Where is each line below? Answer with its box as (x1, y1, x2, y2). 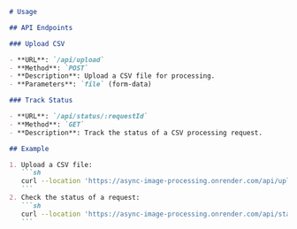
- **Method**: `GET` (9, 119, 86, 129)
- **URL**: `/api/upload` (9, 55, 104, 65)
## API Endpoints (9, 23, 73, 32)
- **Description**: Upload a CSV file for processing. (9, 72, 216, 80)
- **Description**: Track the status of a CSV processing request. (9, 128, 263, 137)
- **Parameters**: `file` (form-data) (9, 80, 152, 89)
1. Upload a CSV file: (9, 160, 93, 169)
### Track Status (9, 96, 73, 105)
